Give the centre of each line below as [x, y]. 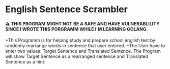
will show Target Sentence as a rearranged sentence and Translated [77, 56]
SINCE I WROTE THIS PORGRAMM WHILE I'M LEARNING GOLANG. [77, 29]
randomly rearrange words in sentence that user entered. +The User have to [85, 46]
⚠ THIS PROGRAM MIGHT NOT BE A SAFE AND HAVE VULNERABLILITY [82, 23]
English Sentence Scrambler [67, 9]
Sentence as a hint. [25, 62]
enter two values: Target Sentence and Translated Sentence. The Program [83, 51]
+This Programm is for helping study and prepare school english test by [80, 40]
